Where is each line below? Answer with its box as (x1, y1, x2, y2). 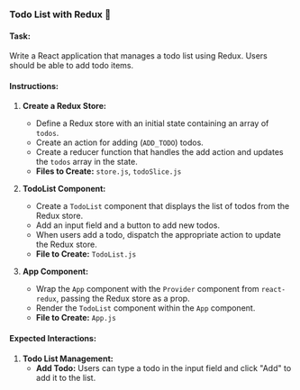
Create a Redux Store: (22, 101, 106, 112)
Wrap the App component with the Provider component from (35, 284, 259, 295)
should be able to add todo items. (9, 60, 133, 71)
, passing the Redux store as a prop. (56, 293, 191, 304)
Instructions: (9, 80, 59, 91)
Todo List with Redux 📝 (9, 8, 111, 21)
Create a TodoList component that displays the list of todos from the (35, 201, 290, 212)
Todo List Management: (22, 353, 114, 364)
